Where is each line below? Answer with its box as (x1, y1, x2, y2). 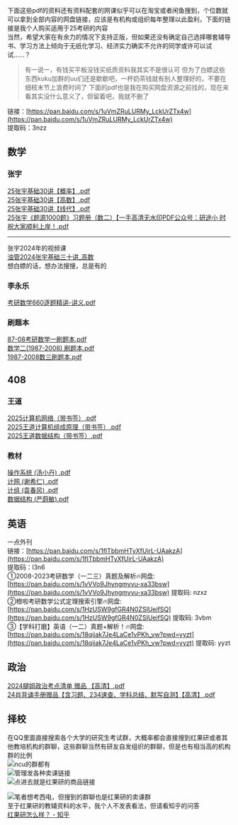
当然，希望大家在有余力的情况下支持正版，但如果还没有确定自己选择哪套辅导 (7, 33, 231, 41)
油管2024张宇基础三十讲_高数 (7, 252, 94, 261)
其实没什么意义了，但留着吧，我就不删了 (30, 92, 149, 101)
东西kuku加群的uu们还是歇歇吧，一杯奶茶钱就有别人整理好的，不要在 (24, 74, 227, 83)
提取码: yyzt (195, 639, 231, 647)
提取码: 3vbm (172, 613, 212, 622)
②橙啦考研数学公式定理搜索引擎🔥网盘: (7, 597, 122, 605)
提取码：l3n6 (7, 563, 45, 571)
